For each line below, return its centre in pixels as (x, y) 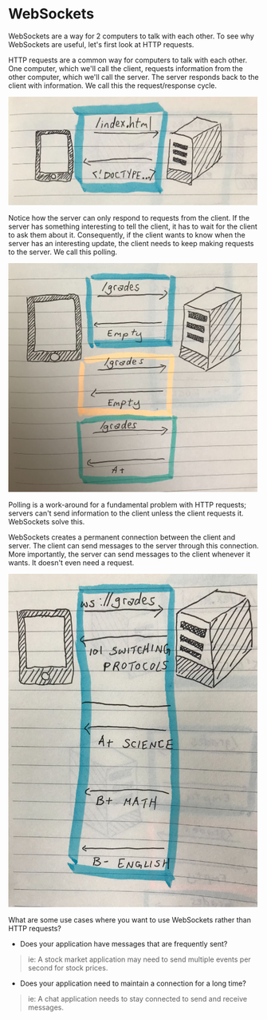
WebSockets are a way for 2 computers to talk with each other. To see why (132, 36)
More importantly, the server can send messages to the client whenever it (130, 554)
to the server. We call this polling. (63, 252)
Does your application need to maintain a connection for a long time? (133, 983)
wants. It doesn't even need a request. (71, 563)
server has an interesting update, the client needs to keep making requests (131, 244)
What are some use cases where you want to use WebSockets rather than (130, 919)
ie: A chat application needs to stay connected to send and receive (137, 998)
